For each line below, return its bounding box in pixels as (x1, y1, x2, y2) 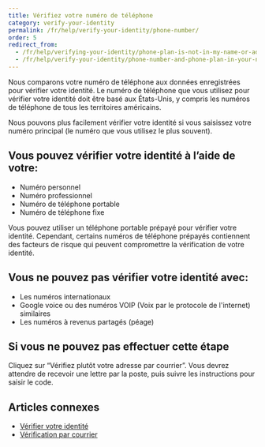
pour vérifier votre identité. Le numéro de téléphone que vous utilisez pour (8, 85, 250, 95)
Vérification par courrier (19, 430, 99, 439)
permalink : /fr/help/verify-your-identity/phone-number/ (8, 26, 200, 34)
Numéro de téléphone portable (19, 199, 120, 208)
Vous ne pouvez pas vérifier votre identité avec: (8, 271, 248, 284)
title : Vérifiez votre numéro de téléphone (8, 11, 154, 20)
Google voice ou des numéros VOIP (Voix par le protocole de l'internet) (19, 300, 251, 310)
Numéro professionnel (19, 190, 93, 200)
